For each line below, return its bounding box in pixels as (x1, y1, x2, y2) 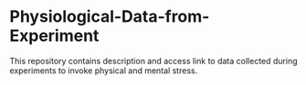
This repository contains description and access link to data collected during (9, 55, 299, 66)
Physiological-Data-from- (9, 6, 210, 27)
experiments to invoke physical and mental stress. (9, 65, 198, 76)
